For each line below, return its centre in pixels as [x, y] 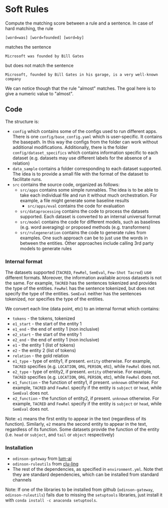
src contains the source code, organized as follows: [66, 185]
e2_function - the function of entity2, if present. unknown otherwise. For [86, 398]
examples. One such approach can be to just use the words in [84, 238]
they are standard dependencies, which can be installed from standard [86, 474]
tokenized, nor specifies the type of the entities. [55, 299]
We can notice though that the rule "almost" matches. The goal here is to [80, 88]
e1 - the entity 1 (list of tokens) [44, 345]
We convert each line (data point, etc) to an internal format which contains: [82, 309]
